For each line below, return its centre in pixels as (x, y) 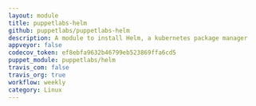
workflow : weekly (37, 82)
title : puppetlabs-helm (48, 23)
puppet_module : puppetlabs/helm (62, 61)
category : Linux (35, 90)
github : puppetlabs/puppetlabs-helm (69, 30)
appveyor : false (35, 45)
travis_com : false (39, 68)
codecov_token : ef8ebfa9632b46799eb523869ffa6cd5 (93, 53)
